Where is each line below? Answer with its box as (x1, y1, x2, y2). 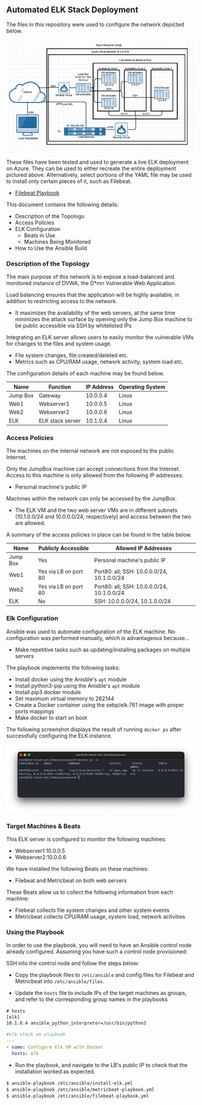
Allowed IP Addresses (115, 544, 173, 552)
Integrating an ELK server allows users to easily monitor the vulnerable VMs (6, 334, 194, 341)
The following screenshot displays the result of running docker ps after (6, 725, 182, 733)
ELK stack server (38, 417, 81, 424)
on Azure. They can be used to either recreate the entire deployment (6, 165, 176, 172)
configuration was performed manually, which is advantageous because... (6, 634, 190, 641)
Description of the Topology (6, 259, 90, 268)
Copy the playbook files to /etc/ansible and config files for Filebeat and (14, 971, 194, 979)
